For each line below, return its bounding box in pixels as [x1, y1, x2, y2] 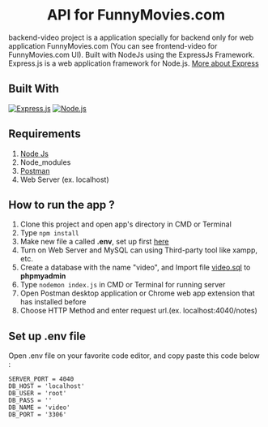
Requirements [8, 127, 81, 141]
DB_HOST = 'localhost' [8, 382, 85, 390]
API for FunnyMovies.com [47, 6, 225, 24]
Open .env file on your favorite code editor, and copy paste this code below [8, 351, 261, 360]
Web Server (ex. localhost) [19, 175, 109, 184]
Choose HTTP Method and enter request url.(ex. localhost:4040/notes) [19, 306, 257, 316]
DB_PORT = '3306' [8, 411, 67, 419]
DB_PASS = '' [8, 396, 53, 405]
